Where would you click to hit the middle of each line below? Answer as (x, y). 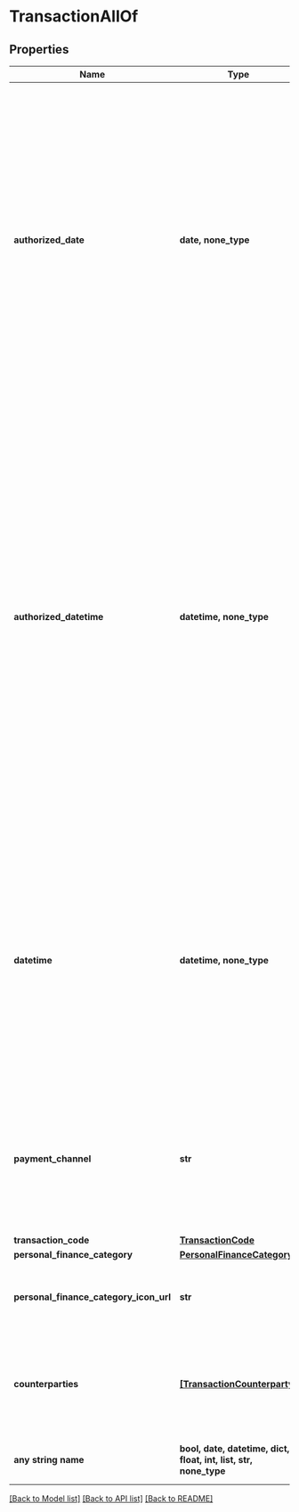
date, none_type (214, 240)
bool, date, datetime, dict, (234, 1449)
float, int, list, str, (216, 1460)
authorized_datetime (59, 617)
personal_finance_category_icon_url (93, 1297)
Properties (39, 50)
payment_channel (53, 1159)
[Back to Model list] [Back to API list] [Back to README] (111, 1499)
